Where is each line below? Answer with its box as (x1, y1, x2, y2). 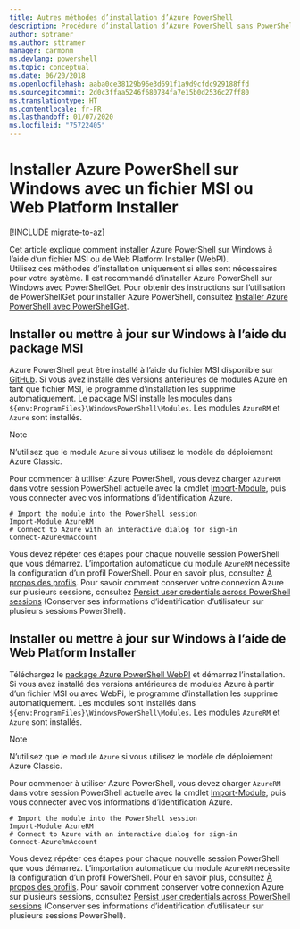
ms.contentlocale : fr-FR (9, 104, 102, 113)
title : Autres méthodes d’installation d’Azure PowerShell (9, 12, 234, 22)
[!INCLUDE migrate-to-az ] (9, 227, 105, 237)
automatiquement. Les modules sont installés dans (9, 697, 196, 708)
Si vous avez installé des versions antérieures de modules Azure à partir (9, 678, 275, 689)
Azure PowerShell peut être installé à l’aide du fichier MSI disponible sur (9, 364, 274, 375)
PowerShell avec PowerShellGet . (9, 301, 129, 311)
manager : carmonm (9, 46, 74, 55)
